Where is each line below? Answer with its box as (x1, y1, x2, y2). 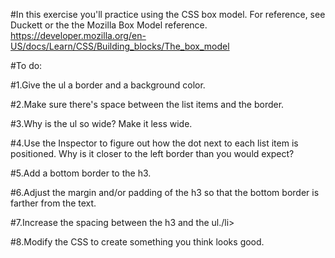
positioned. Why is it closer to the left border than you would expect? (10, 148, 295, 159)
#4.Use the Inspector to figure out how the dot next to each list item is (10, 137, 299, 149)
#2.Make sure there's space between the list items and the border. (10, 99, 285, 110)
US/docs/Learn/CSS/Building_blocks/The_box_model (10, 40, 230, 52)
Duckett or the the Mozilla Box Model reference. (10, 19, 208, 31)
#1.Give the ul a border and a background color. (10, 79, 206, 91)
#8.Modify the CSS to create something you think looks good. (10, 236, 265, 248)
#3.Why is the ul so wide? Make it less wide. (10, 118, 193, 129)
